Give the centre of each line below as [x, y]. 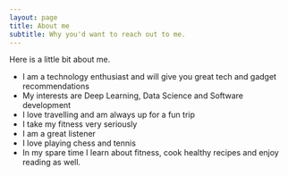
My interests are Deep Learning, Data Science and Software [133, 96]
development [47, 105]
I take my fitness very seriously [80, 124]
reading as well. [51, 163]
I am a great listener [59, 134]
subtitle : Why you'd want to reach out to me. [97, 34]
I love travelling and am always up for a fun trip [108, 115]
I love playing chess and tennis [79, 143]
